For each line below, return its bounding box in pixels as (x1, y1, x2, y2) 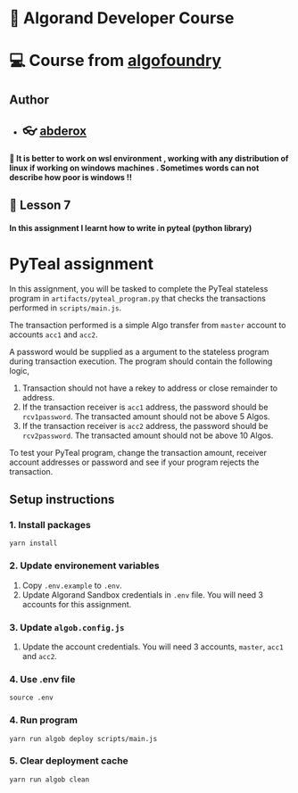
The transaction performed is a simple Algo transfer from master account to (9, 319, 287, 330)
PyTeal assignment (9, 253, 154, 274)
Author (9, 92, 49, 107)
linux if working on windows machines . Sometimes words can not (9, 162, 260, 173)
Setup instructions (9, 492, 115, 508)
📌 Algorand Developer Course (9, 8, 235, 29)
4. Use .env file (9, 673, 76, 685)
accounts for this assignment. (21, 599, 132, 609)
